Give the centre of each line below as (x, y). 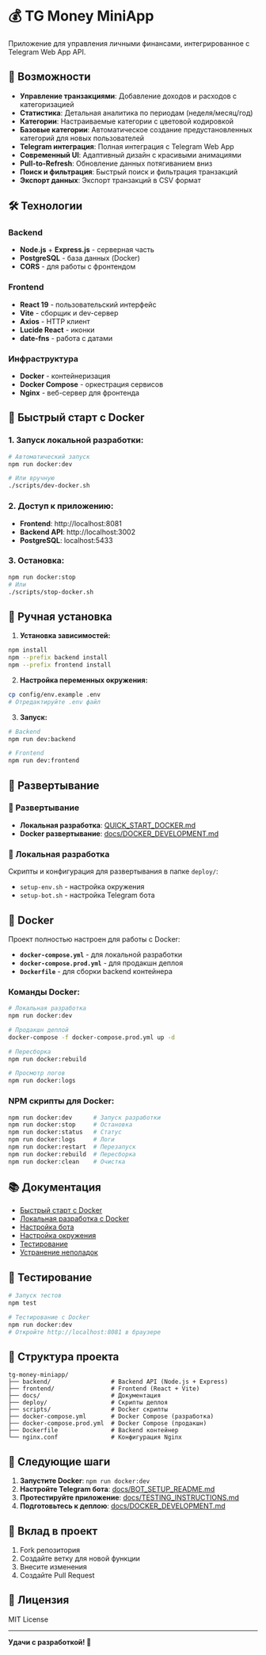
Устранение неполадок (59, 1252)
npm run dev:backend (42, 739)
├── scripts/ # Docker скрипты (88, 1410)
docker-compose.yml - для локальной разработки (101, 954)
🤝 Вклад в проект (53, 1531)
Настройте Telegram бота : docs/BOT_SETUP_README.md (117, 1489)
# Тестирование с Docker (49, 1317)
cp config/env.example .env (55, 694)
